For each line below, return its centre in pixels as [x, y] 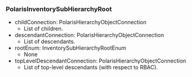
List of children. [43, 28]
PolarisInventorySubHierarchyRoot [59, 9]
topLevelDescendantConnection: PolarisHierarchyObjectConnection [100, 61]
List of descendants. [50, 42]
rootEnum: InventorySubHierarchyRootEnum [70, 48]
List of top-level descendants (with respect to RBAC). [91, 67]
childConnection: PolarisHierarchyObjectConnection [80, 22]
